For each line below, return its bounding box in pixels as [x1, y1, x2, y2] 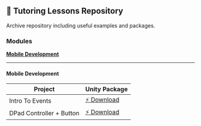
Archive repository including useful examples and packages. [6, 22, 156, 29]
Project [33, 85, 55, 94]
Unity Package [85, 85, 128, 94]
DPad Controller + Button [9, 109, 80, 117]
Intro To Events [9, 97, 52, 105]
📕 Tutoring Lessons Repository [6, 6, 124, 16]
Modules [6, 37, 33, 45]
